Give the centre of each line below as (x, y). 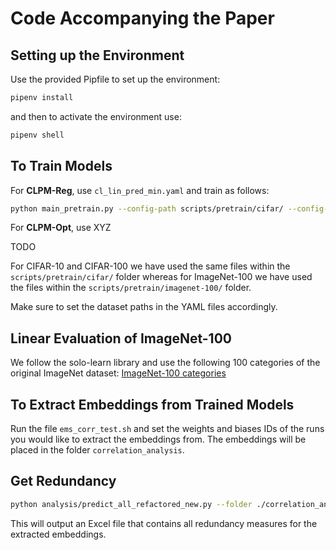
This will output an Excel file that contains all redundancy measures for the (164, 523)
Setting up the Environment (97, 55)
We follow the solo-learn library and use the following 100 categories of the (165, 363)
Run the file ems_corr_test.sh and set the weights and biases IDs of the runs (167, 429)
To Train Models (61, 166)
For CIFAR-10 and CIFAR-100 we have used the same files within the (150, 266)
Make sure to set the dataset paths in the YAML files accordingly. (144, 307)
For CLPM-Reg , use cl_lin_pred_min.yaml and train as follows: (140, 190)
